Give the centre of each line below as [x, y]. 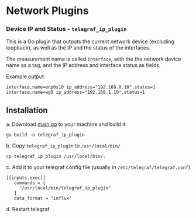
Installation [27, 110]
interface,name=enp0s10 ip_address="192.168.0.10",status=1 [81, 87]
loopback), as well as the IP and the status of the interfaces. [78, 48]
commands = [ [30, 183]
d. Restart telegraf [28, 209]
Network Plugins [47, 11]
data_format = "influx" [43, 198]
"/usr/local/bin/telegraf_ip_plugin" [65, 188]
